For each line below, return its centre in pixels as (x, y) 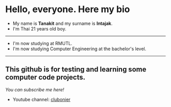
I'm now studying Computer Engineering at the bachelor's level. (79, 49)
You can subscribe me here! (35, 89)
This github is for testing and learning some (76, 69)
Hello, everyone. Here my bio (68, 9)
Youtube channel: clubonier (41, 99)
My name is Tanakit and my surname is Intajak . (63, 23)
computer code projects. (45, 77)
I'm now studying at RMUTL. (42, 43)
